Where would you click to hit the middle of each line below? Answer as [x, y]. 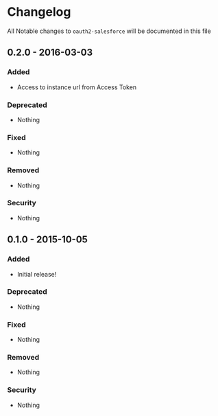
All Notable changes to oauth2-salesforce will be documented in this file [109, 31]
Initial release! [37, 274]
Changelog [39, 12]
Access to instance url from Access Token [77, 87]
